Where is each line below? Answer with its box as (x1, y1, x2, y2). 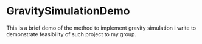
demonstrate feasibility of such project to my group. (6, 30, 137, 37)
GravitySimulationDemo (6, 4, 130, 18)
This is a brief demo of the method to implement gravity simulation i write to (6, 24, 197, 31)
